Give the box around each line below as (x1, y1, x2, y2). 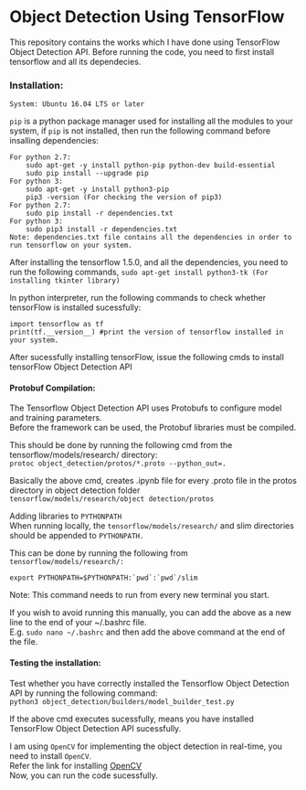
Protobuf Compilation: (9, 382, 96, 393)
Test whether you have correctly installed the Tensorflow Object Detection (9, 678, 290, 689)
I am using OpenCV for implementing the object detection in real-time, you (9, 741, 283, 752)
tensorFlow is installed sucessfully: (9, 302, 142, 313)
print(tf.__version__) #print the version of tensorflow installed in (9, 327, 284, 337)
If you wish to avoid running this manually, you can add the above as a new (9, 607, 292, 618)
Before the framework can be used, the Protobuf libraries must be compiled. (9, 422, 297, 433)
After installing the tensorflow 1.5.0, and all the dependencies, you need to (9, 257, 289, 268)
